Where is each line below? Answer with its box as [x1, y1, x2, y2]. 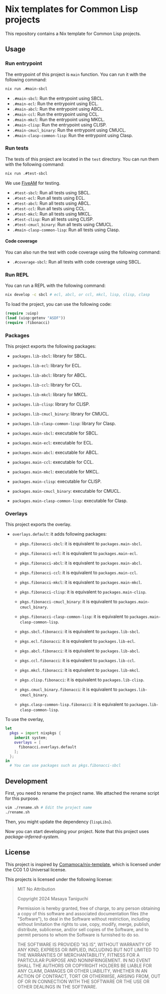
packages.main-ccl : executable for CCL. [12, 459, 94, 465]
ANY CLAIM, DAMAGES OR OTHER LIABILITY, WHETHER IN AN [17, 968, 148, 974]
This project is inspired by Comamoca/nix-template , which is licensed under [5, 861, 161, 867]
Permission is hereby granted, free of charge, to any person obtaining [17, 905, 161, 911]
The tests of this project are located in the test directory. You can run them [5, 156, 159, 162]
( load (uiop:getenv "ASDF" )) [5, 315, 66, 320]
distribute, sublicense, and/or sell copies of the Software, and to [17, 926, 149, 932]
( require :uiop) [5, 311, 39, 316]
